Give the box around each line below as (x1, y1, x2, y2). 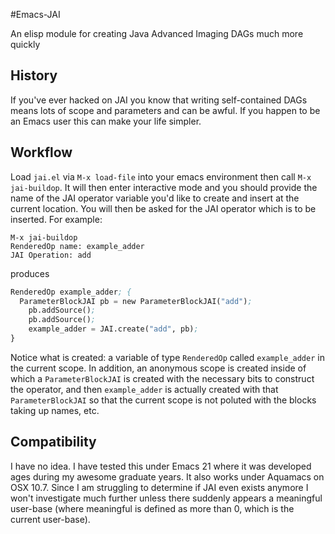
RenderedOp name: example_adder (10, 241, 145, 251)
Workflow (10, 144, 73, 161)
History (10, 67, 58, 84)
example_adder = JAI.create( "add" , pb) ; (28, 324, 199, 334)
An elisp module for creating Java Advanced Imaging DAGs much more (10, 28, 304, 39)
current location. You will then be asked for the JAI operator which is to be (10, 202, 317, 214)
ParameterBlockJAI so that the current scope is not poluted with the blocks (10, 394, 317, 406)
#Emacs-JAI (10, 9, 61, 20)
